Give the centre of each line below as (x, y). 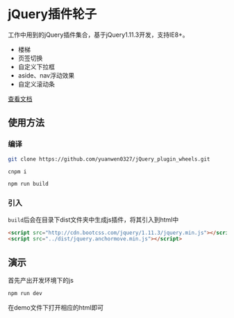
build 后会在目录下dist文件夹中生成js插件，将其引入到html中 (93, 220)
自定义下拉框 (36, 67)
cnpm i (17, 171)
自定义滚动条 (36, 84)
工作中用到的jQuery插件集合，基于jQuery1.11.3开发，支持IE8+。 (99, 35)
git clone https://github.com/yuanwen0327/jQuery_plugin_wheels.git (109, 159)
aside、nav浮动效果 (46, 75)
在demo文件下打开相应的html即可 (56, 307)
